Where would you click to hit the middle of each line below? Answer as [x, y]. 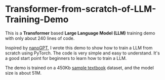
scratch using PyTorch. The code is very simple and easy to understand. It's [82, 53]
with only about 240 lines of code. [40, 38]
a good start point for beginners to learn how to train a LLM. [66, 58]
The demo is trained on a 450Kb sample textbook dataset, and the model [80, 68]
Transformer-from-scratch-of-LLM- [81, 9]
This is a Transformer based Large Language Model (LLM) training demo [80, 33]
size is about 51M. [23, 73]
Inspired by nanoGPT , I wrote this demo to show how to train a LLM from [79, 48]
